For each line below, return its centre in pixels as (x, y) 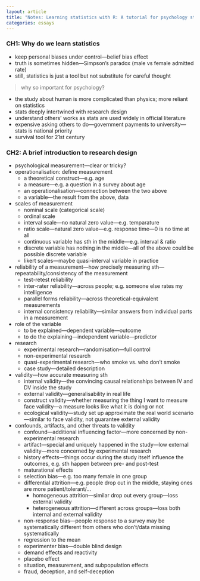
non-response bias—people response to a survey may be (94, 521)
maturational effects (48, 470)
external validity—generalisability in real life (77, 394)
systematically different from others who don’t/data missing (97, 527)
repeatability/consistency (46, 273)
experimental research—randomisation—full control (87, 349)
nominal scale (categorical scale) (64, 210)
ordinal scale (39, 216)
